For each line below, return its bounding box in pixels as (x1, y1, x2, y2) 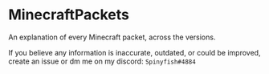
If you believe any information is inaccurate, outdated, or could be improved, (8, 47, 261, 57)
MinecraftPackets (8, 6, 130, 24)
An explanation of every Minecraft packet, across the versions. (8, 32, 216, 42)
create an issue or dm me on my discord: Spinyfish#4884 (8, 56, 197, 66)
